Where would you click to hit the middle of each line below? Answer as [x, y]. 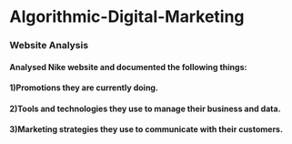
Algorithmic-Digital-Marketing [127, 17]
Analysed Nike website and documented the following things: [128, 67]
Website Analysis [49, 46]
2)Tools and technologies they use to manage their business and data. [145, 108]
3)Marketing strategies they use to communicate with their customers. [146, 129]
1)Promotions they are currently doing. [84, 87]
